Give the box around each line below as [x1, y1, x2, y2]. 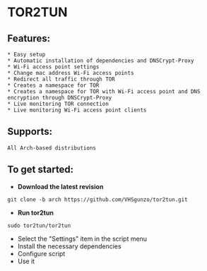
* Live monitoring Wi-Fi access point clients [7, 107, 147, 114]
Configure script [17, 249, 66, 258]
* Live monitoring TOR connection [7, 100, 110, 107]
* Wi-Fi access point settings [7, 64, 100, 71]
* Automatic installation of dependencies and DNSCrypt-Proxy [7, 57, 194, 64]
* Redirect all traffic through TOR [7, 76, 115, 83]
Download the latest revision [17, 182, 104, 191]
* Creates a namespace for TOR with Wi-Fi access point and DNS [7, 88, 201, 95]
